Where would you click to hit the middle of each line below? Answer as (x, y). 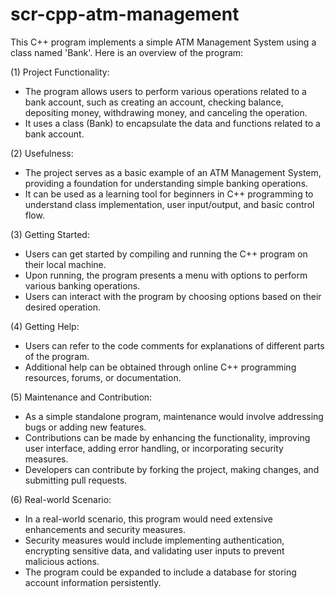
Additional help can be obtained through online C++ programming (160, 367)
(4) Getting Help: (45, 326)
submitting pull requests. (76, 480)
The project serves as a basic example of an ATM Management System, (173, 172)
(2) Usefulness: (42, 153)
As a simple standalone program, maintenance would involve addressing (174, 416)
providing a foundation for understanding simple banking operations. (166, 183)
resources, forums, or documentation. (103, 377)
